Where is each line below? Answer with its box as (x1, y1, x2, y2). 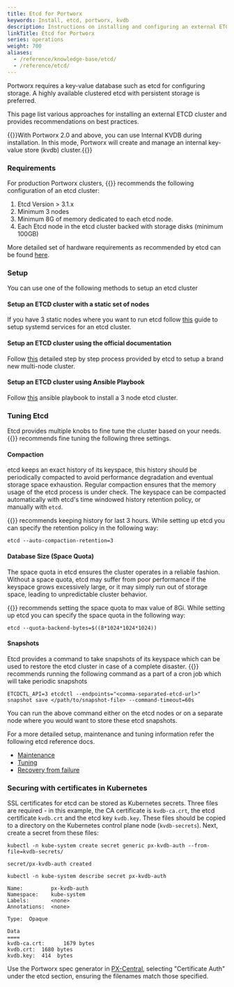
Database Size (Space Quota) (7, 552, 94, 560)
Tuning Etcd (7, 410, 49, 420)
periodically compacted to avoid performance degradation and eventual (7, 473, 214, 482)
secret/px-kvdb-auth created (7, 860, 92, 867)
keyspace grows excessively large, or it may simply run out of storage (7, 582, 208, 591)
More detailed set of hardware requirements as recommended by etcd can (7, 243, 221, 252)
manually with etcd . (7, 503, 63, 511)
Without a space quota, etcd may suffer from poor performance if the (7, 575, 207, 584)
